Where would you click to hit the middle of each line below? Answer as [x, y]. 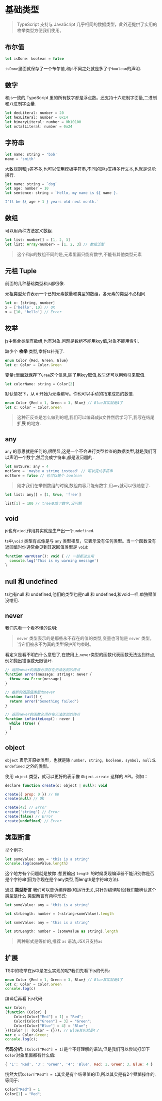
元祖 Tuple [21, 271]
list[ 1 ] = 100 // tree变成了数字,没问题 [43, 503]
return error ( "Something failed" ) [44, 701]
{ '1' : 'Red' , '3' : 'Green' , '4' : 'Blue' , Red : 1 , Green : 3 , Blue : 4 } [79, 1065]
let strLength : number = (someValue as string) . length [62, 931]
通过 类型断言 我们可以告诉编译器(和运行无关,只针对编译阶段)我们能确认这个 [81, 890]
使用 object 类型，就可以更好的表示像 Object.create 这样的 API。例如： [77, 776]
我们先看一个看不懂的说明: [31, 628]
